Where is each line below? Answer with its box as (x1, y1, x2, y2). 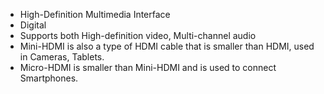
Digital (19, 19, 47, 31)
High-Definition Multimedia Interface (19, 9, 171, 20)
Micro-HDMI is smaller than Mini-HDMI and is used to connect (19, 62, 277, 73)
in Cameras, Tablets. (19, 51, 105, 63)
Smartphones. (19, 72, 79, 84)
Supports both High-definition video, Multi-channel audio (19, 30, 257, 41)
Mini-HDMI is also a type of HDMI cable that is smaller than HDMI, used (19, 40, 315, 52)
